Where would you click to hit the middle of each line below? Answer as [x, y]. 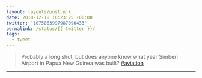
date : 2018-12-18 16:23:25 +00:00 [50, 17]
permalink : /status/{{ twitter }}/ [51, 28]
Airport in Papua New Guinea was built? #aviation [82, 63]
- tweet [21, 40]
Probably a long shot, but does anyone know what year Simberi [99, 57]
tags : [13, 34]
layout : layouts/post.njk [38, 12]
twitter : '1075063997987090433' [47, 23]
